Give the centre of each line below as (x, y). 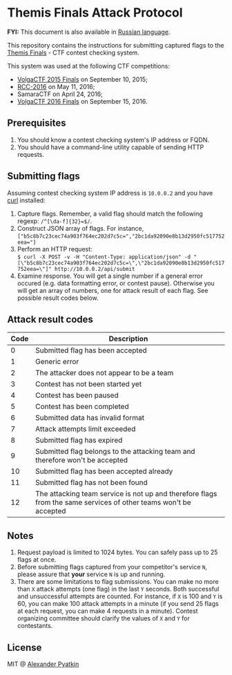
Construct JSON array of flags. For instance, (80, 228)
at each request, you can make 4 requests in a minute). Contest (107, 611)
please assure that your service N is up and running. (91, 574)
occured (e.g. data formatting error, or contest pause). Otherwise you (116, 283)
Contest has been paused (77, 395)
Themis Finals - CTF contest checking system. (73, 53)
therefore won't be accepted (81, 460)
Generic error (57, 362)
